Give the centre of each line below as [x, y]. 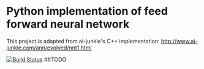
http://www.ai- [179, 41]
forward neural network [68, 24]
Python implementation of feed [87, 11]
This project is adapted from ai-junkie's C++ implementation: [83, 41]
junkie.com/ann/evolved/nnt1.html [49, 48]
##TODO [55, 59]
